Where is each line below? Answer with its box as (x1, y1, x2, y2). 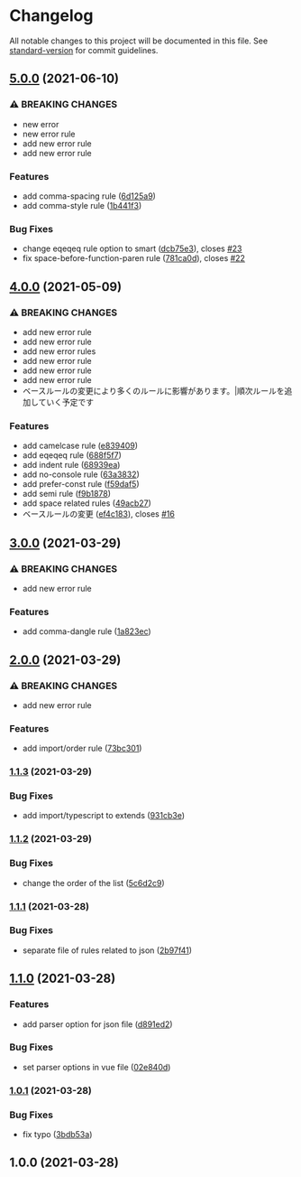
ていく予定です (38, 397, 95, 407)
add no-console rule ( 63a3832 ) (22, 469, 140, 480)
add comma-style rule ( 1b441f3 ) (22, 200, 142, 210)
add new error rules (22, 345, 96, 357)
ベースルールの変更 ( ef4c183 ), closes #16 (22, 509, 176, 519)
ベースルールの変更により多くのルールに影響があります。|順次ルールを (22, 385, 286, 396)
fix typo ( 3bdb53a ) (22, 1129, 93, 1140)
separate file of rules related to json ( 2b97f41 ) (22, 945, 192, 956)
